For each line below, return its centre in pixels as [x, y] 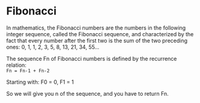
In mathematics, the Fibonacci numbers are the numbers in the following [96, 28]
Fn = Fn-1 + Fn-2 [28, 70]
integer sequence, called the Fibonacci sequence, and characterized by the [100, 34]
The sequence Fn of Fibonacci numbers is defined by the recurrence [92, 58]
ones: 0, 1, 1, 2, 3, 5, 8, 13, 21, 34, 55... [53, 47]
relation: [17, 65]
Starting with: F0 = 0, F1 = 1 [40, 82]
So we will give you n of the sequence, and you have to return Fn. [87, 93]
